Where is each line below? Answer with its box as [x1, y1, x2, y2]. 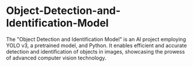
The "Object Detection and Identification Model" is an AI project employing [6, 36, 186, 43]
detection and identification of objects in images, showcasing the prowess [6, 48, 185, 55]
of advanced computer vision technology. [6, 54, 106, 61]
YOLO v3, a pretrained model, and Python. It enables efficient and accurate [6, 42, 187, 49]
